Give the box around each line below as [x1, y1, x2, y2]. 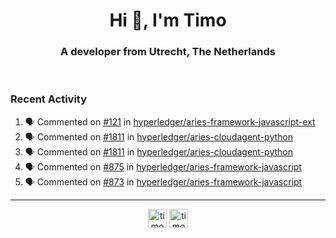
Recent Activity [10, 92, 88, 106]
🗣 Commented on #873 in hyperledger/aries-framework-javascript [24, 175, 303, 188]
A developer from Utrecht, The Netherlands [60, 45, 276, 59]
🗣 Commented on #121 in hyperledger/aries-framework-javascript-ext [24, 115, 316, 128]
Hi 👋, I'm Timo [109, 9, 227, 32]
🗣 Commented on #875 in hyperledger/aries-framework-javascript [24, 160, 302, 173]
